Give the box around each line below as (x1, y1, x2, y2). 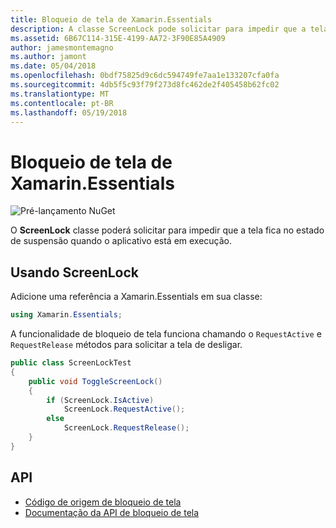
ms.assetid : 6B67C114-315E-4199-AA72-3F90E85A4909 (10, 33, 226, 43)
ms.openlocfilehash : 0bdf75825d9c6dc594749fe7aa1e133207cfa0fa (10, 71, 280, 81)
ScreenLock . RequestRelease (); (63, 423, 190, 433)
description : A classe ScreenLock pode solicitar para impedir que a (10, 24, 307, 34)
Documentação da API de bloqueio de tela (24, 506, 200, 518)
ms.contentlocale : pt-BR (10, 98, 114, 108)
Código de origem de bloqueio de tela (24, 496, 182, 508)
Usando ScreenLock (10, 264, 140, 281)
